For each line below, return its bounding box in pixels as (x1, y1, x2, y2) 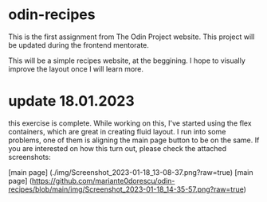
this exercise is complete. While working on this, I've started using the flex (8, 118, 253, 128)
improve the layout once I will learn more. (8, 64, 144, 73)
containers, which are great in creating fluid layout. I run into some (8, 126, 226, 136)
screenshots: (8, 152, 51, 161)
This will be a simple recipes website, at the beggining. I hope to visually (8, 56, 245, 65)
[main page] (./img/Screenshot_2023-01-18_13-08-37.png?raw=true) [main (8, 167, 253, 177)
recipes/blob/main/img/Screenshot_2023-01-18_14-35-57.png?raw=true (8, 185, 245, 194)
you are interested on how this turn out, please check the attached (8, 143, 227, 153)
